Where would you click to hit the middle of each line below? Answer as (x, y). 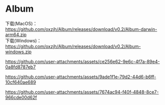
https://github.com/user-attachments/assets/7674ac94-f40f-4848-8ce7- (82, 92)
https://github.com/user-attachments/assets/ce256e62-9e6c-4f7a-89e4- (82, 61)
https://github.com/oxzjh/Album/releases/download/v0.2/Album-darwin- (81, 29)
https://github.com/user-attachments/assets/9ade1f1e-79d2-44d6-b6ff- (81, 77)
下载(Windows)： (23, 41)
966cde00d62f (21, 97)
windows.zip (19, 52)
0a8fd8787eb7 (21, 67)
